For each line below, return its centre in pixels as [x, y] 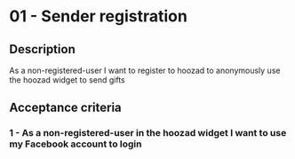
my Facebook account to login [76, 144]
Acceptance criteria [65, 108]
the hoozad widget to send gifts [68, 80]
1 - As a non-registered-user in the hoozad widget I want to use [148, 133]
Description [42, 49]
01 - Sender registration [99, 16]
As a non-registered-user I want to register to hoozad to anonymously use [145, 70]
